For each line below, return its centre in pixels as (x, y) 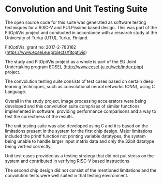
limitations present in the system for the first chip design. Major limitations (79, 131)
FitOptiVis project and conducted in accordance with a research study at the (81, 32)
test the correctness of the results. (39, 116)
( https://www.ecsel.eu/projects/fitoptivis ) (46, 52)
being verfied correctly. (28, 146)
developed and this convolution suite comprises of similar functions (72, 106)
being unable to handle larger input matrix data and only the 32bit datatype (80, 141)
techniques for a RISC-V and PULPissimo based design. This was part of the (81, 27)
